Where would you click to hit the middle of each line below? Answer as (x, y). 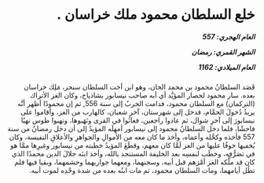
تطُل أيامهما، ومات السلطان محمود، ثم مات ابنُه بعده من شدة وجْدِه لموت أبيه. (142, 170)
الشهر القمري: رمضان (223, 52)
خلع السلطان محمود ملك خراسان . (156, 15)
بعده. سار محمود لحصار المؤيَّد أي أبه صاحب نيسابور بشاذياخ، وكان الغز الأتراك (142, 95)
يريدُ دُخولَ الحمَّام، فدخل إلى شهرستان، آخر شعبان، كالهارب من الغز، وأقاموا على (137, 112)
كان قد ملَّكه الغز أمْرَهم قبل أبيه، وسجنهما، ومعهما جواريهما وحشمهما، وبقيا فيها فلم (135, 162)
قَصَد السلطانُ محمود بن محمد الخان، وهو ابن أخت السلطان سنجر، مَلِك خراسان (139, 87)
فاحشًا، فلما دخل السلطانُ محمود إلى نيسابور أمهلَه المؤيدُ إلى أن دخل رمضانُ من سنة (131, 129)
